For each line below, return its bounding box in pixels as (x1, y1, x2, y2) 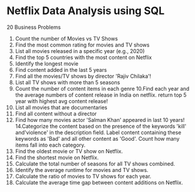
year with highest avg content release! (15, 97, 108, 104)
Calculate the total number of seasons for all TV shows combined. (15, 160, 176, 167)
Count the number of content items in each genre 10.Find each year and (15, 85, 190, 92)
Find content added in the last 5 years (15, 66, 107, 73)
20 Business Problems (6, 24, 61, 31)
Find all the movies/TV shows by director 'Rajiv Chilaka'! (15, 72, 152, 80)
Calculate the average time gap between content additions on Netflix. (15, 178, 183, 186)
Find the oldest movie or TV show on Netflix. (15, 147, 123, 154)
